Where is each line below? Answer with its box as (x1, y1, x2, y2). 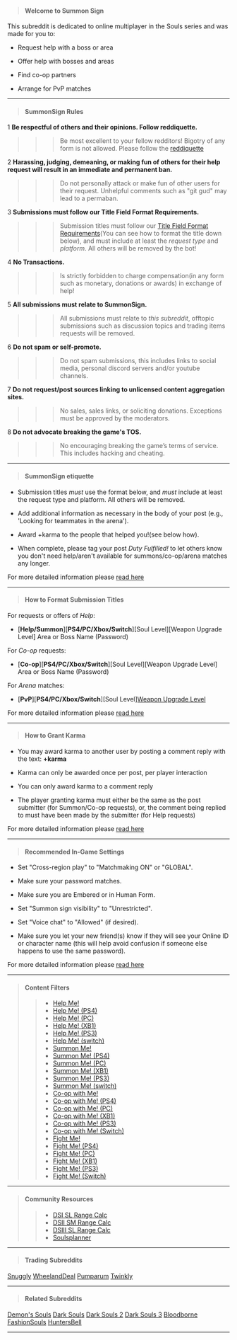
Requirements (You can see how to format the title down (59, 229, 222, 238)
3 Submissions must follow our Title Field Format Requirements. (7, 208, 200, 217)
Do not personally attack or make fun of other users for (59, 179, 221, 188)
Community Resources (24, 1195, 94, 1203)
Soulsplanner (52, 1233, 92, 1242)
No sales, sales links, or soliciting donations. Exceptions (59, 406, 222, 415)
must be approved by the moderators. (59, 414, 171, 423)
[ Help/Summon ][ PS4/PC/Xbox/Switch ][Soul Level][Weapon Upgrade (17, 624, 222, 634)
